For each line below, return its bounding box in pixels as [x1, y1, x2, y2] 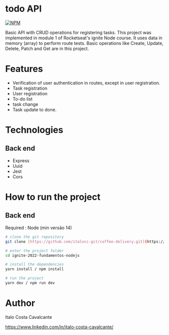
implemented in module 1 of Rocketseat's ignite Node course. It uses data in [5, 35, 162, 41]
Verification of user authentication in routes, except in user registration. [12, 80, 160, 86]
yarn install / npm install [5, 266, 64, 272]
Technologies [5, 124, 64, 136]
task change [12, 101, 39, 107]
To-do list [12, 96, 33, 102]
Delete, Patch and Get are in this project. [5, 45, 89, 51]
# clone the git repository [5, 234, 64, 239]
